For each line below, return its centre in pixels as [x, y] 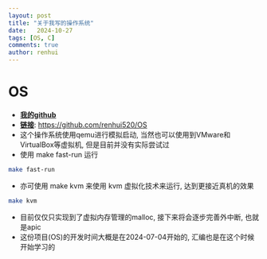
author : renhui [33, 52]
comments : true [33, 45]
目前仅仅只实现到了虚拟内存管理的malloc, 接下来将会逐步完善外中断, [132, 217]
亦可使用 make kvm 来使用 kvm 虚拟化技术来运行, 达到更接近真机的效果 [137, 186]
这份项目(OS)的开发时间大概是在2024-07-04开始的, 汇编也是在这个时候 [137, 237]
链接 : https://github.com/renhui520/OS [83, 125]
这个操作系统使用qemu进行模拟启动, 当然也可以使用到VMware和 [125, 134]
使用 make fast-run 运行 [59, 154]
